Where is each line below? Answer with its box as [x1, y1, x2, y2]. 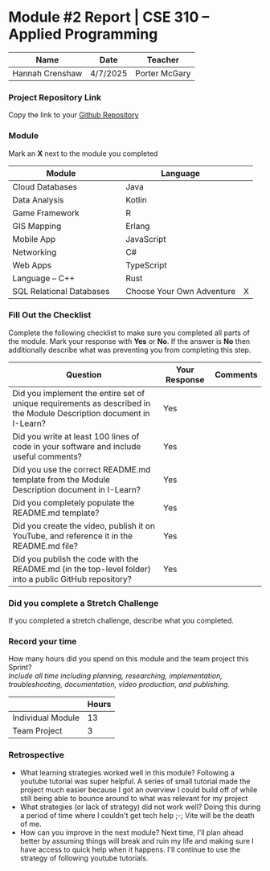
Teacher [146, 54, 179, 65]
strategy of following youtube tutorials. [19, 853, 149, 863]
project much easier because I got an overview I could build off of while [19, 784, 258, 795]
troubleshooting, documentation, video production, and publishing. [8, 680, 231, 689]
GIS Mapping [12, 220, 62, 231]
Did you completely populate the [12, 497, 135, 508]
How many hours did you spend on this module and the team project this [8, 654, 249, 664]
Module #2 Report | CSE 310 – [8, 8, 210, 27]
